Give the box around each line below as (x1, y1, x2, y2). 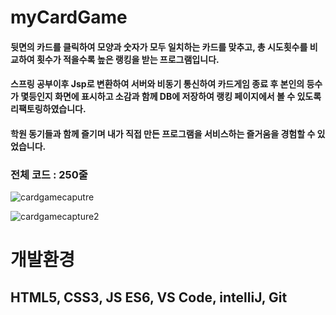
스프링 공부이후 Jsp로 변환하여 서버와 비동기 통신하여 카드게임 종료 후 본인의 (10, 78, 305, 90)
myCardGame (10, 6, 128, 29)
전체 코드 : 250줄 (10, 167, 88, 181)
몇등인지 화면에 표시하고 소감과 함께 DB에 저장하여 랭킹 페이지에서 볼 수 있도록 (20, 91, 322, 103)
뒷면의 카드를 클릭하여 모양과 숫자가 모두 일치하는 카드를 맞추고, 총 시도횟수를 (10, 41, 308, 53)
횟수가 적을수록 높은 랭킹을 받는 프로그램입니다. (36, 53, 220, 65)
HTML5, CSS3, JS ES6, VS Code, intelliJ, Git (10, 289, 288, 306)
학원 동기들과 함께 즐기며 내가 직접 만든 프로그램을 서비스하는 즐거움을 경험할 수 (10, 127, 316, 140)
